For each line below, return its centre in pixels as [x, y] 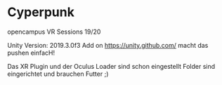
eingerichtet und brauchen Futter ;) [58, 74]
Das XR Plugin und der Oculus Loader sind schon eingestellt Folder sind [111, 66]
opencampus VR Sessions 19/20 [54, 32]
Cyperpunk [41, 12]
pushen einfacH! [31, 53]
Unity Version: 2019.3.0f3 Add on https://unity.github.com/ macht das [108, 45]
